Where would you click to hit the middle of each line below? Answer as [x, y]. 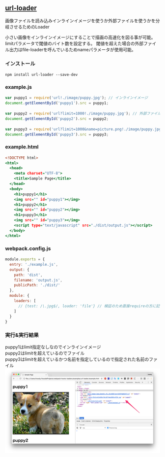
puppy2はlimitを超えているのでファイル [45, 353]
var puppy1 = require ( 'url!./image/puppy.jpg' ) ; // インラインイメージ [77, 98]
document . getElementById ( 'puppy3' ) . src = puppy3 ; [57, 134]
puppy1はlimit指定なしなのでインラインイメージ [53, 347]
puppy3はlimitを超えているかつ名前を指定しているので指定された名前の [77, 359]
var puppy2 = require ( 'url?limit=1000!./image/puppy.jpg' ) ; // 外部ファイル [83, 114]
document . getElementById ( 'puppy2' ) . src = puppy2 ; [57, 119]
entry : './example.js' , [34, 264]
